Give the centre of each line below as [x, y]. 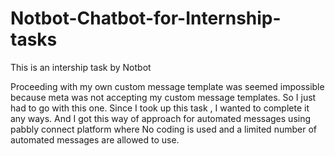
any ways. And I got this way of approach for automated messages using [161, 118]
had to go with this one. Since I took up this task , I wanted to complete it [160, 108]
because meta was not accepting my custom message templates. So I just [163, 97]
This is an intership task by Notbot [81, 67]
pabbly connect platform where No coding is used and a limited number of [163, 129]
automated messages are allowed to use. [95, 139]
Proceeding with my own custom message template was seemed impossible [167, 86]
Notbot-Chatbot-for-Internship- [146, 18]
